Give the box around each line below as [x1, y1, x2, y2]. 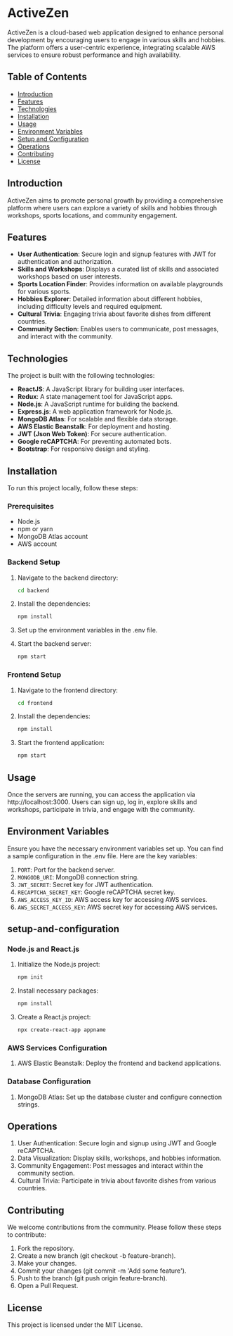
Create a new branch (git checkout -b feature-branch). [17, 1252, 176, 1260]
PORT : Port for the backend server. [17, 865, 116, 874]
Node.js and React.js [7, 944, 79, 954]
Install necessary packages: [17, 986, 99, 995]
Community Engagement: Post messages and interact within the [17, 1162, 204, 1170]
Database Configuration [7, 1076, 91, 1086]
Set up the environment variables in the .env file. [17, 626, 158, 635]
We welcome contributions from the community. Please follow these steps [7, 1223, 222, 1232]
